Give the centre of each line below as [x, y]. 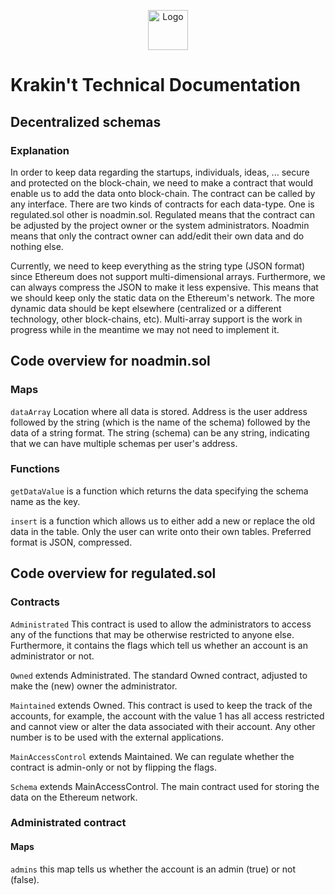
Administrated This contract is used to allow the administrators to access [161, 624]
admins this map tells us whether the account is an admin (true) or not [153, 869]
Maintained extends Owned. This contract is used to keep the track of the [161, 705]
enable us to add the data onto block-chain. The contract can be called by [163, 193]
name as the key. [45, 501]
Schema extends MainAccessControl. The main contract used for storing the [165, 786]
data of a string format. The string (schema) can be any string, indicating [160, 432]
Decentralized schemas [86, 121]
